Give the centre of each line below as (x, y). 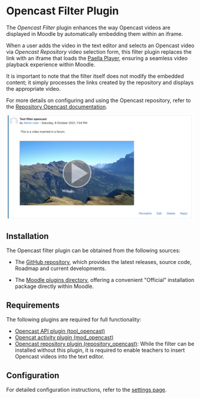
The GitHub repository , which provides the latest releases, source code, (103, 262)
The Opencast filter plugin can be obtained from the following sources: (93, 251)
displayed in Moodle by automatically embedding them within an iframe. (95, 33)
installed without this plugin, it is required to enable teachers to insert (100, 350)
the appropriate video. (33, 88)
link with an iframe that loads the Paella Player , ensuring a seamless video (97, 58)
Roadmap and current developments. (60, 268)
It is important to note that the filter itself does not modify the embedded (95, 76)
